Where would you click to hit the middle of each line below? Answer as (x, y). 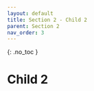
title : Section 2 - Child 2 (47, 20)
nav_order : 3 (26, 32)
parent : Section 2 (33, 26)
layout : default (30, 13)
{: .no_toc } (23, 52)
